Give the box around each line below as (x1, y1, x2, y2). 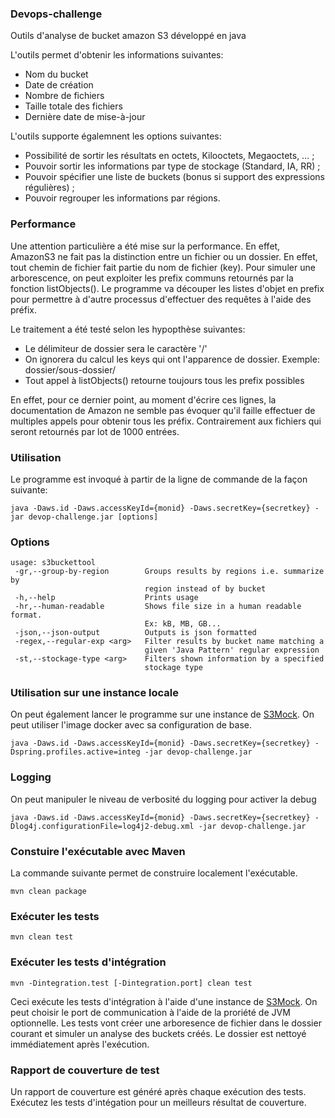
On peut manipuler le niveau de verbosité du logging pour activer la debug (10, 793, 317, 805)
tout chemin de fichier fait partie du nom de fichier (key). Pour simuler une (10, 261, 316, 273)
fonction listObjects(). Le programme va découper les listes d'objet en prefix (10, 282, 325, 294)
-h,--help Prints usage (14, 593, 199, 603)
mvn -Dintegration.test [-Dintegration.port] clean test (10, 978, 253, 988)
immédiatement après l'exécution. (10, 1038, 150, 1050)
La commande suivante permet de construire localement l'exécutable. (10, 867, 298, 879)
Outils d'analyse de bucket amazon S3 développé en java (10, 30, 247, 42)
